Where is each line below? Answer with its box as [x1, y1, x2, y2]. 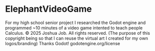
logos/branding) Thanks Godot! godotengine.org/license [5, 40, 120, 46]
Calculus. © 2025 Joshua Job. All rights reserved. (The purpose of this [5, 30, 150, 36]
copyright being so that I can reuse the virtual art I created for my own [5, 35, 149, 41]
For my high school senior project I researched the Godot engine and [5, 20, 146, 25]
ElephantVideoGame [5, 3, 92, 15]
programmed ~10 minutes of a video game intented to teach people [5, 25, 143, 30]
